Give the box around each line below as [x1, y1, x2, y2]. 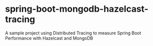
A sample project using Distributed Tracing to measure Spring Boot [5, 30, 142, 36]
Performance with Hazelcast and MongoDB [5, 35, 93, 41]
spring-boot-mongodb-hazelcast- [5, 3, 149, 15]
